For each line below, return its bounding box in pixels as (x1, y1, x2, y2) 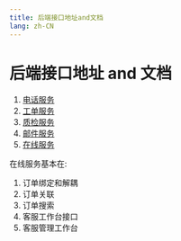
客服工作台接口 (22, 211, 78, 222)
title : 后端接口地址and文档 (9, 13, 104, 22)
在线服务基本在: (9, 158, 68, 169)
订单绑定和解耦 (22, 177, 78, 189)
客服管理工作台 (22, 222, 78, 234)
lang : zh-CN (9, 22, 54, 31)
